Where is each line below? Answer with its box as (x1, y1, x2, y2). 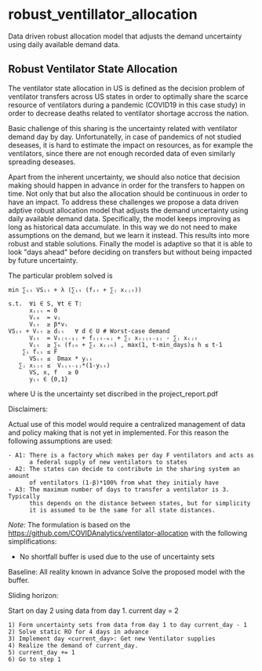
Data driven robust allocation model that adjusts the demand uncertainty (8, 31, 242, 41)
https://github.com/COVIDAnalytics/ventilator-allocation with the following (8, 528, 248, 538)
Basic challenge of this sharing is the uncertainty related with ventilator (8, 123, 238, 133)
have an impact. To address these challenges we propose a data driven (8, 197, 239, 206)
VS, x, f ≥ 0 (28, 368, 79, 376)
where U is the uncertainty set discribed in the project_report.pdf (8, 388, 218, 398)
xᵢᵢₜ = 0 (28, 306, 58, 315)
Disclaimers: (8, 404, 49, 414)
